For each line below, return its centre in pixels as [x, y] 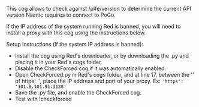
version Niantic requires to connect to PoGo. [61, 15]
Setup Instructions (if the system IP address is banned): [75, 44]
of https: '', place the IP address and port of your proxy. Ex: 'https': [99, 81]
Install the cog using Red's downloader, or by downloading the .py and [102, 56]
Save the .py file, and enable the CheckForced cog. [78, 92]
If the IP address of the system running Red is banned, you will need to [94, 26]
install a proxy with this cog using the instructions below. [76, 33]
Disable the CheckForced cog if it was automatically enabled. [91, 68]
